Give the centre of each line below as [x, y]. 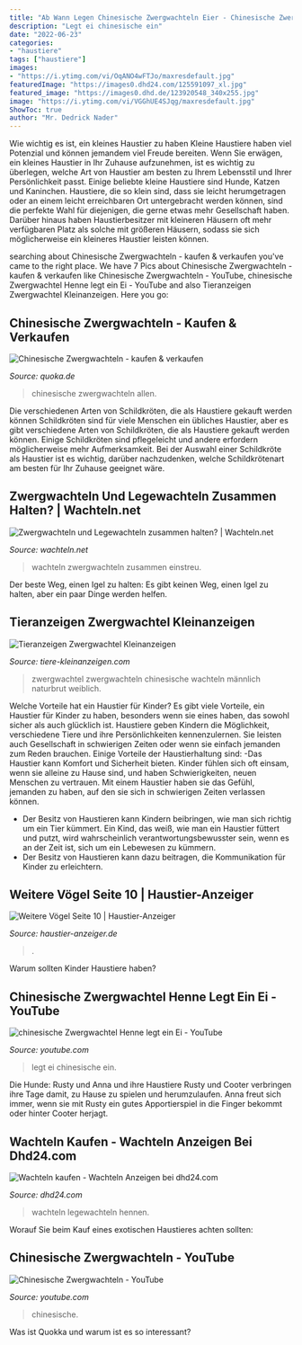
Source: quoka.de [42, 376]
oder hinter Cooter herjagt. [59, 1113]
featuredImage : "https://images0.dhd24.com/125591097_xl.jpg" [128, 85]
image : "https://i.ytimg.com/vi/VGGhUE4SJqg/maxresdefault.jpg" [132, 101]
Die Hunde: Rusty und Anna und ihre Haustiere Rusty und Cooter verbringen [151, 1085]
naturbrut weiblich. [66, 688]
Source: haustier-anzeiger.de [64, 934]
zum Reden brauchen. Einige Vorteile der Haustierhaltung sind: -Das [136, 753]
